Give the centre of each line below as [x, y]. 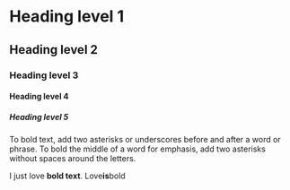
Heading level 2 [54, 50]
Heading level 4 [39, 97]
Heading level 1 [67, 17]
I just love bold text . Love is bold [67, 176]
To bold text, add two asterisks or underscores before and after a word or [145, 140]
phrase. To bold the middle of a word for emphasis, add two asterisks [138, 149]
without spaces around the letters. [73, 159]
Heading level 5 [39, 117]
